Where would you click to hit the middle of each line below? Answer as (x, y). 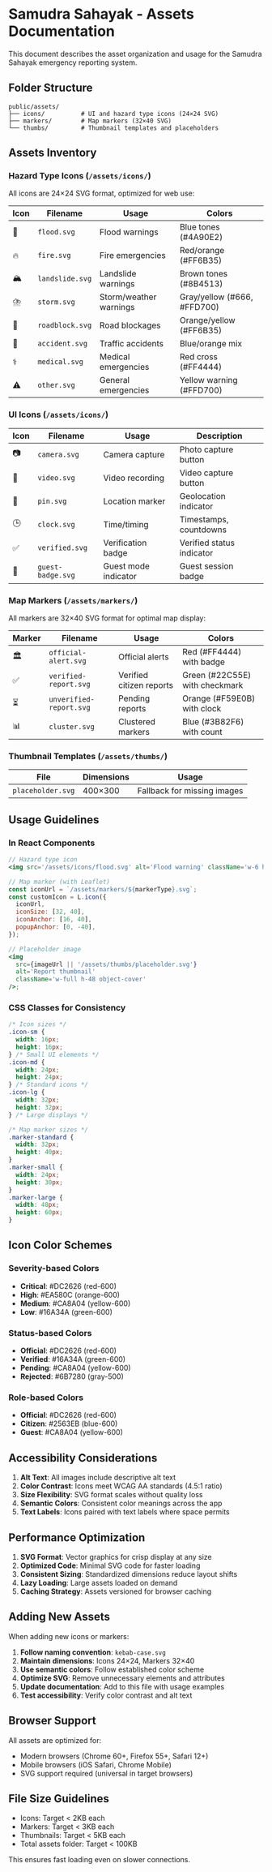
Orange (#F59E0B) (219, 698)
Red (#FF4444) (212, 652)
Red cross (199, 357)
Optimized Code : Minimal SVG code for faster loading (110, 1565)
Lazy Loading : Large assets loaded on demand (99, 1582)
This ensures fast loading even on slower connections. (100, 1860)
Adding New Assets (59, 1617)
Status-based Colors (50, 1333)
